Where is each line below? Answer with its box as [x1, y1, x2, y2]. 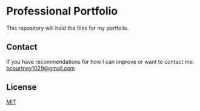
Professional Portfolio [6, 4, 118, 18]
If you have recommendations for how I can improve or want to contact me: [6, 58, 195, 65]
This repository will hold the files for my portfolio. [6, 24, 129, 32]
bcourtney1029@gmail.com [6, 64, 75, 72]
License [6, 82, 37, 92]
